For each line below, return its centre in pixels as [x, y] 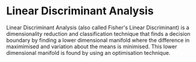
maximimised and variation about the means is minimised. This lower [92, 46]
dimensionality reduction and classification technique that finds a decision [99, 33]
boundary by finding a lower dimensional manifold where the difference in [98, 40]
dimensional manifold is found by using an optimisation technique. [88, 52]
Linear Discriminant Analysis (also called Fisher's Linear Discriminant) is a [98, 27]
